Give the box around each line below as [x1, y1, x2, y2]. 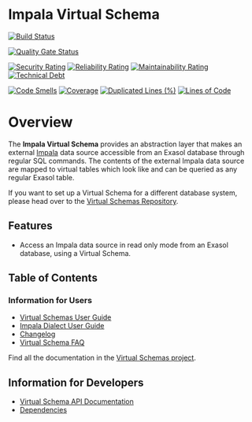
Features [8, 219, 53, 233]
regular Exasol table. [8, 172, 75, 182]
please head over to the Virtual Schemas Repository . [8, 196, 179, 205]
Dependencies [19, 405, 68, 415]
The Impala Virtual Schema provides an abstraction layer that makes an [8, 139, 243, 149]
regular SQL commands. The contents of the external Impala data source [8, 156, 245, 165]
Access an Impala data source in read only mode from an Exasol [19, 240, 228, 250]
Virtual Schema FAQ [19, 338, 85, 347]
